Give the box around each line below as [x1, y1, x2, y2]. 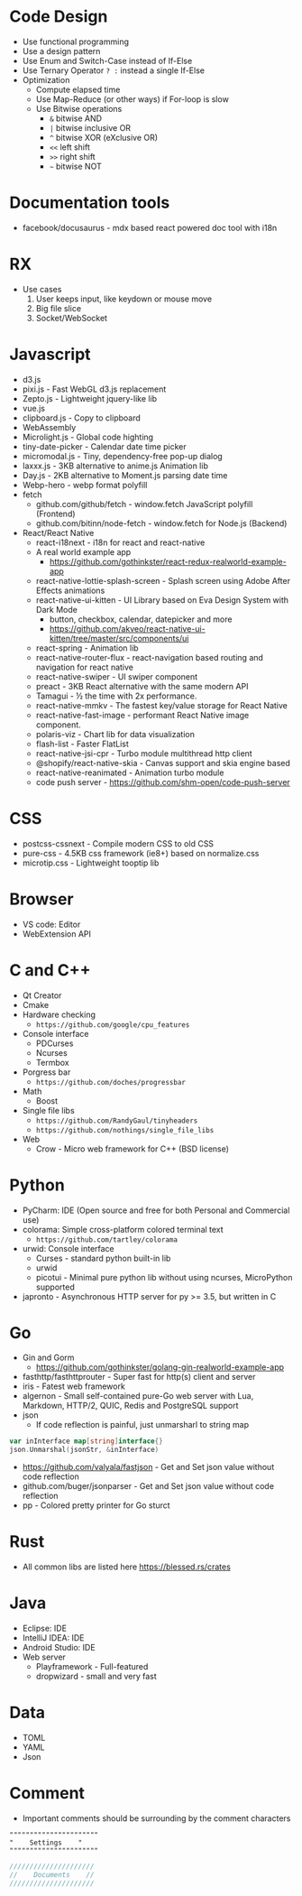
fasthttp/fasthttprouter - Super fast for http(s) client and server [22, 1372, 256, 1383]
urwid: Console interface [22, 1243, 114, 1253]
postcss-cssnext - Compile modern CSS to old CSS [22, 837, 215, 849]
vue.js [22, 402, 45, 413]
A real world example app [35, 546, 132, 557]
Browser [9, 889, 74, 909]
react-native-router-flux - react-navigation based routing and [35, 652, 264, 662]
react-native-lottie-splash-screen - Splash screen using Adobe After [35, 575, 291, 586]
